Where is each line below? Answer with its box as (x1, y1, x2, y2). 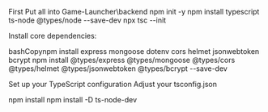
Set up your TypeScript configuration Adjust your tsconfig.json (8, 80, 217, 89)
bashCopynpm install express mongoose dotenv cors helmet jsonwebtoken (8, 47, 260, 56)
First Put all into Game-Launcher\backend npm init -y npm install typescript (8, 7, 260, 16)
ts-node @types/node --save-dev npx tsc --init (8, 15, 167, 25)
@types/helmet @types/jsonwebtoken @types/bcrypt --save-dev (8, 64, 228, 73)
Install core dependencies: (8, 31, 97, 40)
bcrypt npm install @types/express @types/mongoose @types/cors (8, 56, 236, 64)
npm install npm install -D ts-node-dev (8, 95, 138, 104)
